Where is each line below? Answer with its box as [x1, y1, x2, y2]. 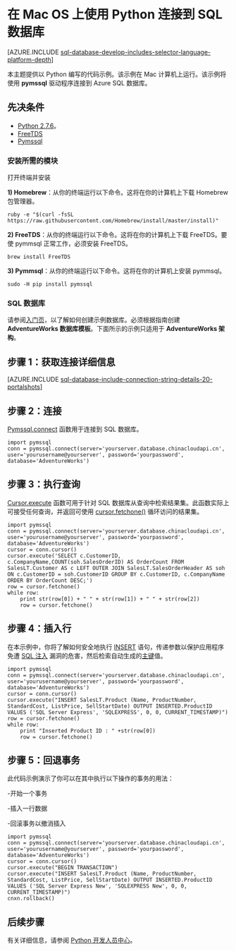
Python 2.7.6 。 [17, 121, 61, 130]
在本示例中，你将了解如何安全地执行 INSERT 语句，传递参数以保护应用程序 [7, 643, 224, 651]
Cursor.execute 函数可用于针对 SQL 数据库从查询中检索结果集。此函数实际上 [7, 498, 230, 507]
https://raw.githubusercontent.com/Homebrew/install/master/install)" [7, 217, 219, 224]
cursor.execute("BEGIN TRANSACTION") [7, 864, 118, 871]
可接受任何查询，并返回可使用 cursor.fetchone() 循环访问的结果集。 [7, 507, 204, 516]
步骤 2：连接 [7, 405, 62, 417]
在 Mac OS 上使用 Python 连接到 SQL [7, 6, 223, 23]
